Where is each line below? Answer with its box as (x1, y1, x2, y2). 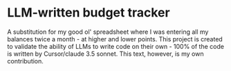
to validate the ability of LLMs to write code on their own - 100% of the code (7, 42, 225, 50)
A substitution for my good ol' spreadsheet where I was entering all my (7, 28, 209, 36)
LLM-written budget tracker (7, 5, 171, 21)
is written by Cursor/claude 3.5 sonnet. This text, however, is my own (7, 50, 204, 58)
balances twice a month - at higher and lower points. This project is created (7, 34, 223, 43)
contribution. (7, 57, 44, 65)
